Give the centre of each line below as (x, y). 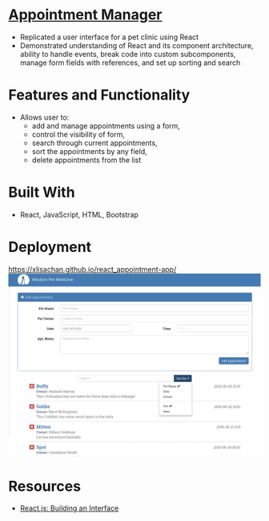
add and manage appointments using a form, (106, 125)
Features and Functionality (99, 95)
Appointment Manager (85, 15)
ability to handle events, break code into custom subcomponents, (128, 54)
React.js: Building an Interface (69, 508)
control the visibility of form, (78, 134)
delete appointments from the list (86, 160)
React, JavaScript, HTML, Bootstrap (79, 214)
